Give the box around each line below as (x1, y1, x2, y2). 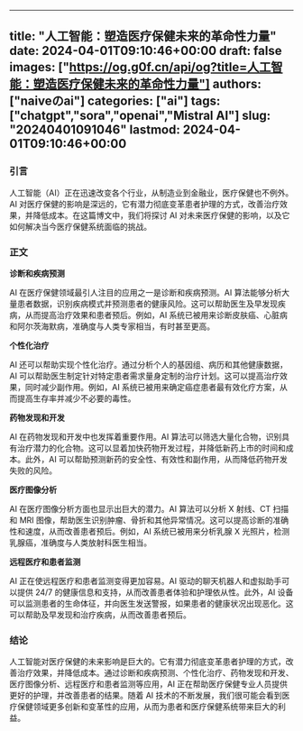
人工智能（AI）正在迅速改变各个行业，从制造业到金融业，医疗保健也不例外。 (9, 187, 294, 198)
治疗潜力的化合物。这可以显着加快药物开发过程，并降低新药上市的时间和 (16, 443, 286, 453)
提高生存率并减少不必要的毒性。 (16, 393, 136, 404)
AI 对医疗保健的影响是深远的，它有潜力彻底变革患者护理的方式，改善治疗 (9, 198, 280, 209)
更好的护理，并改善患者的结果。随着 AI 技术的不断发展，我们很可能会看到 (9, 690, 282, 701)
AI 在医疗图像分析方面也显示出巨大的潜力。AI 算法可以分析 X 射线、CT (9, 503, 271, 514)
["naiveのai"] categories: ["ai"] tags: (9, 94, 221, 109)
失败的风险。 (9, 465, 57, 476)
